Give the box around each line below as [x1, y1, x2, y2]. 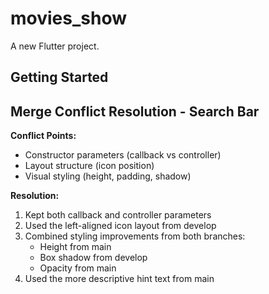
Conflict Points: [10, 130, 77, 142]
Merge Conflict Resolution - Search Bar [10, 103, 260, 120]
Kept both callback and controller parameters [24, 209, 212, 221]
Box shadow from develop [39, 252, 148, 264]
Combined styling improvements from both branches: [24, 230, 246, 242]
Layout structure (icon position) [24, 160, 155, 172]
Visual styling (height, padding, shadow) [24, 170, 192, 182]
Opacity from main [39, 262, 117, 274]
